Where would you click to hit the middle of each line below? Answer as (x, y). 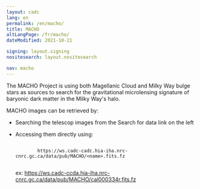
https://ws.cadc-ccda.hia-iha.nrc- (67, 172)
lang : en (17, 18)
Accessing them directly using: (54, 134)
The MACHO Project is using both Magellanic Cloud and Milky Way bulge (98, 86)
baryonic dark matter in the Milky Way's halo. (63, 98)
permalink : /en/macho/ (35, 23)
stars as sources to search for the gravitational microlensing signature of (98, 92)
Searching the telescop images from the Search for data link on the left (104, 122)
